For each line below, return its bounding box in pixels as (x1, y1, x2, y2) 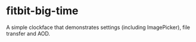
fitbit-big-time (6, 4, 79, 18)
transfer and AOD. (6, 30, 51, 37)
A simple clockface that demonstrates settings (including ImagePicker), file (6, 24, 191, 31)
